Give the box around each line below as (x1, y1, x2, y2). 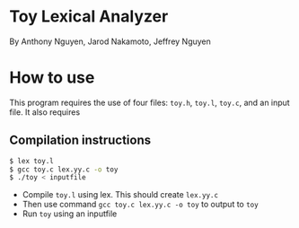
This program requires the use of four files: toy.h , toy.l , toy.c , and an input (9, 97, 290, 108)
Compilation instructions (9, 133, 151, 148)
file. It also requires (9, 106, 81, 118)
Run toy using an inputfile (22, 208, 118, 219)
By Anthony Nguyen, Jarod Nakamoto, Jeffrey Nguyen (9, 36, 211, 47)
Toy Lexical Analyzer (9, 6, 169, 27)
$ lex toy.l (9, 156, 54, 165)
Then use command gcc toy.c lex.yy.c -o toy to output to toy (22, 199, 259, 210)
